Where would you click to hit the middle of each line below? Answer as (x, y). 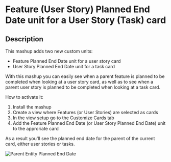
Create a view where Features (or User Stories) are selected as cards (85, 112)
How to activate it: (24, 97)
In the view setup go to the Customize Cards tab (63, 118)
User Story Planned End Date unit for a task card (64, 66)
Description (24, 39)
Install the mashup (32, 107)
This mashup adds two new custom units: (49, 51)
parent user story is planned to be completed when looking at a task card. (83, 87)
